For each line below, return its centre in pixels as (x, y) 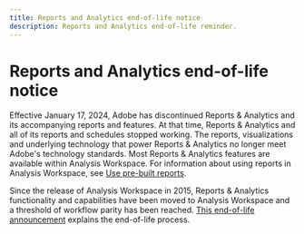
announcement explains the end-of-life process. (100, 219)
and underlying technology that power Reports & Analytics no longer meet (148, 144)
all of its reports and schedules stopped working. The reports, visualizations (151, 135)
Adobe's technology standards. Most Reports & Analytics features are (140, 154)
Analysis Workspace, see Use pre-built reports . (98, 173)
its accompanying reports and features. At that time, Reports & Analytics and (152, 125)
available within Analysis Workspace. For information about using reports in (151, 163)
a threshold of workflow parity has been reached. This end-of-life (132, 210)
